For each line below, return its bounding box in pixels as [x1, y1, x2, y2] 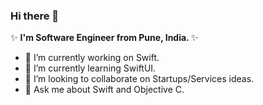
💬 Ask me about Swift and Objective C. [24, 84, 185, 96]
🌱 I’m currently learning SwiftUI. [24, 62, 157, 74]
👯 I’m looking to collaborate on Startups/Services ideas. [24, 73, 255, 85]
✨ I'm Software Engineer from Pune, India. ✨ [10, 32, 199, 44]
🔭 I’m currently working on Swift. [24, 52, 160, 64]
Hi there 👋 [10, 9, 60, 23]
